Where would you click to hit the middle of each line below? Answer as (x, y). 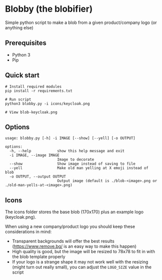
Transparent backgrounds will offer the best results (63, 241)
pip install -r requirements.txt (39, 91)
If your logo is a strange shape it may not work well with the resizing (80, 262)
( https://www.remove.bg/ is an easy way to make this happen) (74, 246)
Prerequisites (26, 43)
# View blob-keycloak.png (31, 112)
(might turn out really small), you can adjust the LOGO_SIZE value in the (82, 267)
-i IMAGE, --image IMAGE (34, 155)
